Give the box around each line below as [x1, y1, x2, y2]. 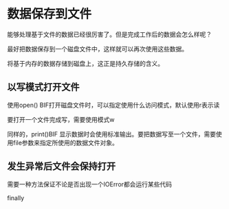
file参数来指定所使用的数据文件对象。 [12, 138, 119, 147]
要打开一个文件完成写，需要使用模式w [7, 115, 115, 123]
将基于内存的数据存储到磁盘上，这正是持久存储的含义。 [7, 59, 164, 67]
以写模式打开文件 [7, 82, 80, 93]
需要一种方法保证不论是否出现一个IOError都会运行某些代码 [7, 180, 173, 188]
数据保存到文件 [7, 6, 92, 22]
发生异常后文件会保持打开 [7, 160, 116, 172]
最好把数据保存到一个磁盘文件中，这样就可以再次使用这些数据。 [7, 45, 188, 53]
